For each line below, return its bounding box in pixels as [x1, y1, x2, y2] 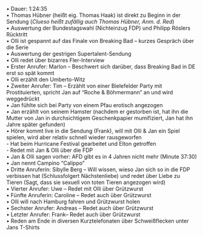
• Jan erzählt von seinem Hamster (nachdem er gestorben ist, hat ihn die [6, 108, 189, 115]
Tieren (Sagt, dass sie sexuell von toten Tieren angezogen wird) [6, 179, 166, 186]
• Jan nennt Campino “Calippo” [6, 160, 85, 166]
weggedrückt [6, 95, 40, 102]
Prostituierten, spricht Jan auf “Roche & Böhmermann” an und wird [6, 89, 173, 96]
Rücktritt [6, 31, 28, 38]
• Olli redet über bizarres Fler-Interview [6, 57, 105, 64]
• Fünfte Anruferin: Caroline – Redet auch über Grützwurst [6, 192, 151, 198]
